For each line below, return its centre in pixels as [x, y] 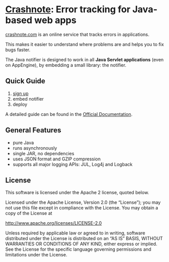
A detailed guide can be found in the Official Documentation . [69, 114]
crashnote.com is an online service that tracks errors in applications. [77, 34]
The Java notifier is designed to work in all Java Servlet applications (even [84, 59]
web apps [55, 20]
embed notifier [28, 99]
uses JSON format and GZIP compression [57, 159]
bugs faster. [18, 50]
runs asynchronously [35, 148]
